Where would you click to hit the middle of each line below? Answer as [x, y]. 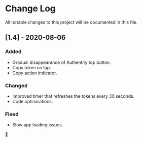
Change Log [30, 9]
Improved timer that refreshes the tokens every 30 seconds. [73, 96]
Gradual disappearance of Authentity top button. [61, 62]
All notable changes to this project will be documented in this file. [71, 22]
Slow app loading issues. [37, 125]
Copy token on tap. [32, 67]
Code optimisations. [33, 101]
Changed [17, 85]
